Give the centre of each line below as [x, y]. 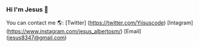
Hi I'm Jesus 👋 [27, 10]
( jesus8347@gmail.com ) [37, 37]
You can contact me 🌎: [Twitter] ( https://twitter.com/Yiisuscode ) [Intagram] [100, 23]
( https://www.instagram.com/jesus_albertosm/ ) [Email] [74, 32]
